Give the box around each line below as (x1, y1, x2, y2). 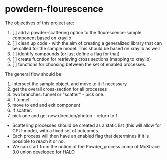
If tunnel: (12, 96, 31, 103)
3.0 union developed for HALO (12, 149, 75, 155)
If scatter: (12, 107, 32, 113)
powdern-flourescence (5, 3, 104, 15)
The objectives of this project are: (5, 20, 75, 26)
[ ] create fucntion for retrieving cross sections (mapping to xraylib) (12, 56, 151, 62)
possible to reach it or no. (12, 138, 65, 144)
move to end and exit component (12, 102, 81, 108)
